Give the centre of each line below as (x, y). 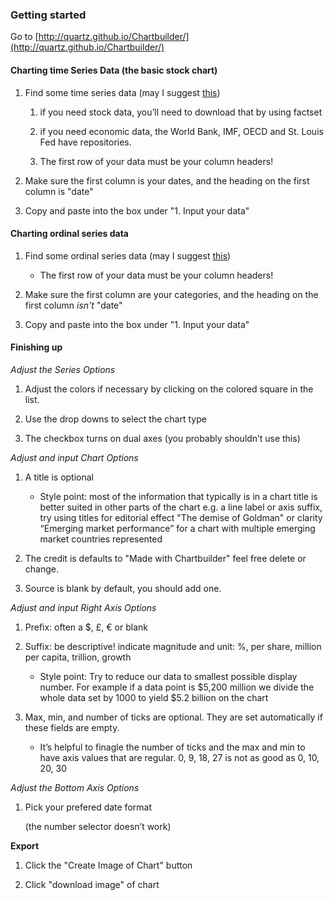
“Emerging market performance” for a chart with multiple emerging (177, 528)
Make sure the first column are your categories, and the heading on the (171, 294)
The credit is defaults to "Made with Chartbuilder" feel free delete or (165, 558)
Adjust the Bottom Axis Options (75, 787)
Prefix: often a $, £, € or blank (86, 627)
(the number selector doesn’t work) (98, 826)
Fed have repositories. (85, 142)
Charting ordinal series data (69, 234)
